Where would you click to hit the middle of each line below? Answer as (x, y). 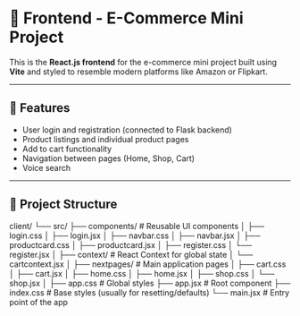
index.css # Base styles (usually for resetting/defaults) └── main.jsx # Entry (150, 292)
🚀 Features (40, 108)
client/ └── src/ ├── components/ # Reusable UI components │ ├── (137, 226)
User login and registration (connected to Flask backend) (127, 130)
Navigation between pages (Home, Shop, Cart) (108, 158)
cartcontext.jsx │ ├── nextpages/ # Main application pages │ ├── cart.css (148, 264)
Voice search (46, 167)
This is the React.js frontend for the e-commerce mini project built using (143, 62)
